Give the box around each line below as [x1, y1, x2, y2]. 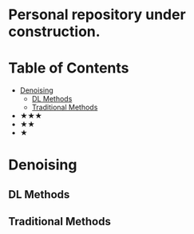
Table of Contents [8, 59, 129, 77]
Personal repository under [8, 6, 186, 24]
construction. [8, 22, 101, 41]
